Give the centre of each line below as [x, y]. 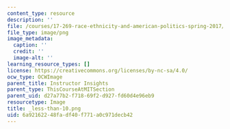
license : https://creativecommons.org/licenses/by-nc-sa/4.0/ [98, 70]
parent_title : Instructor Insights [58, 83]
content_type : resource [41, 13]
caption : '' [30, 45]
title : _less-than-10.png [44, 109]
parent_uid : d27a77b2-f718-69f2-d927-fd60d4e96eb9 [81, 96]
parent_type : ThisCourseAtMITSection [61, 89]
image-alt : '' [33, 58]
